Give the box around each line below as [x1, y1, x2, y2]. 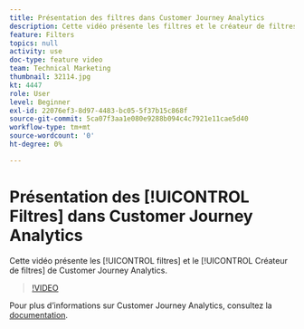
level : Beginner [9, 97, 71, 107]
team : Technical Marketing [9, 64, 111, 73]
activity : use [9, 47, 63, 56]
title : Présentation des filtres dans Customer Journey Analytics [9, 13, 265, 23]
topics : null [9, 38, 59, 48]
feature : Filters [9, 30, 75, 39]
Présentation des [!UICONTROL [9, 187, 251, 207]
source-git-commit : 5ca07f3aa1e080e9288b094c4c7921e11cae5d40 [9, 114, 249, 123]
